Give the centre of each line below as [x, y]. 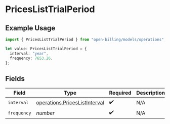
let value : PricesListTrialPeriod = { [46, 49]
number [45, 113]
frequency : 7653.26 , [31, 58]
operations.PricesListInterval [70, 102]
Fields [15, 79]
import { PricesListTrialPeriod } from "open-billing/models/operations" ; [86, 39]
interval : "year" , [29, 53]
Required [120, 93]
